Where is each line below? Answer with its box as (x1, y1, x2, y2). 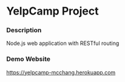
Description (6, 26, 42, 35)
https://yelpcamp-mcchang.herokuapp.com (6, 69, 116, 76)
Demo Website (6, 55, 50, 63)
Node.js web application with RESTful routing (6, 39, 120, 47)
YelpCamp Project (6, 4, 99, 18)
